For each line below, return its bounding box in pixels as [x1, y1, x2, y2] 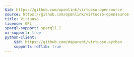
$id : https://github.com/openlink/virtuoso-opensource [5, 7, 122, 12]
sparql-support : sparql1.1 [5, 26, 61, 31]
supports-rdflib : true [14, 44, 61, 49]
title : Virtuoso [5, 16, 39, 21]
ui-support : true [5, 30, 41, 35]
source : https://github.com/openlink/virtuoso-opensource [5, 12, 129, 17]
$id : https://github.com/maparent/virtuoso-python [14, 40, 122, 45]
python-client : [5, 35, 37, 40]
